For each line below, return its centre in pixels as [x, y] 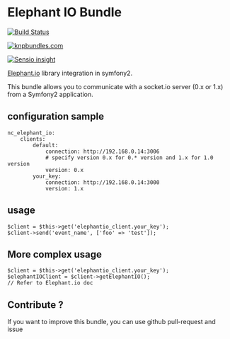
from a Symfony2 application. [50, 94]
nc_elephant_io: [31, 133]
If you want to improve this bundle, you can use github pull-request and [111, 322]
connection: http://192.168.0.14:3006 [102, 151]
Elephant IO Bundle [65, 12]
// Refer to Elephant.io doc [50, 283]
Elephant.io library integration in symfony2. [70, 73]
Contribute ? [35, 305]
